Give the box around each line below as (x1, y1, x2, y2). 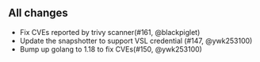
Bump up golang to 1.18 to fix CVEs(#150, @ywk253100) (19, 44, 202, 54)
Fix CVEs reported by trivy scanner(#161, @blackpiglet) (19, 27, 201, 37)
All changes (8, 6, 69, 20)
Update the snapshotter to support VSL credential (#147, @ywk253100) (19, 36, 253, 45)
